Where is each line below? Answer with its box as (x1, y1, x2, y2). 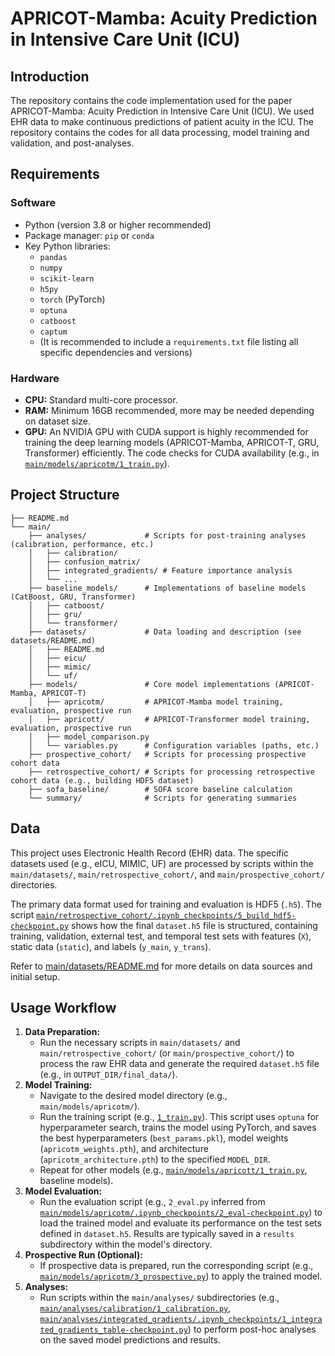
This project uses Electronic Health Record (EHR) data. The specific (10, 847, 290, 859)
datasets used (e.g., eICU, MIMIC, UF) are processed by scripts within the (10, 857, 314, 869)
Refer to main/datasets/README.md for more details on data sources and (10, 960, 313, 972)
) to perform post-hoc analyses (187, 1323, 317, 1336)
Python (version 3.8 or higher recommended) (24, 218, 212, 231)
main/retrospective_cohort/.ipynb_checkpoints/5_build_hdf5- (36, 910, 297, 921)
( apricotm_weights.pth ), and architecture (39, 1143, 209, 1155)
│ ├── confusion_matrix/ (28, 557, 141, 567)
